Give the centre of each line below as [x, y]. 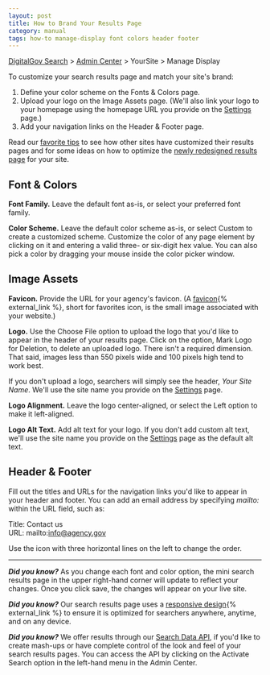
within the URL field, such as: [57, 508]
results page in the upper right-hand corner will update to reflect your [123, 580]
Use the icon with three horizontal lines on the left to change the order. [125, 548]
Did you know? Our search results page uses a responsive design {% [123, 604]
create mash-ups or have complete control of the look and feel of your [125, 645]
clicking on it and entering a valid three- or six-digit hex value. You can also [133, 246]
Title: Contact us [36, 524]
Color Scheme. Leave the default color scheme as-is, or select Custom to [131, 228]
